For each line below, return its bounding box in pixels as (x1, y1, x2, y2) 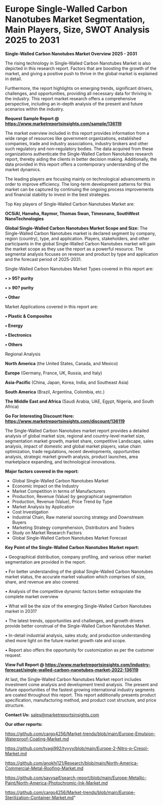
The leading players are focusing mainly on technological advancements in (5, 176, 155, 182)
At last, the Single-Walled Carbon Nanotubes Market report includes (5, 676, 142, 682)
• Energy (5, 323, 23, 328)
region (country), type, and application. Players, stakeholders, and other (5, 236, 149, 241)
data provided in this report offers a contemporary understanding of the (5, 161, 149, 167)
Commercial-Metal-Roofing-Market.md (5, 765, 84, 771)
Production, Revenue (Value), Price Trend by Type (12, 499, 113, 504)
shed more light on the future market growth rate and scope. (5, 637, 127, 643)
